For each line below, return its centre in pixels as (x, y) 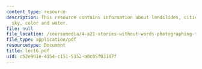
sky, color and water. (40, 23)
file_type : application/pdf (41, 40)
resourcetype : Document (36, 46)
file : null (20, 28)
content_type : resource (36, 12)
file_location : (25, 34)
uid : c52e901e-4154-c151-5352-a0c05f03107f (62, 56)
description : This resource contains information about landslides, (94, 17)
